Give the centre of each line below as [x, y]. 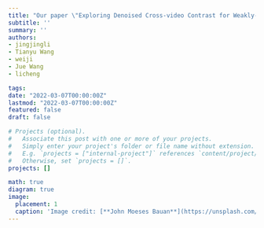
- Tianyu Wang [31, 52]
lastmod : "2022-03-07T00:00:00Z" [63, 103]
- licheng [24, 74]
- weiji [21, 60]
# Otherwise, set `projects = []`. [70, 161]
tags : [17, 88]
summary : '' [27, 30]
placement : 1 [37, 204]
